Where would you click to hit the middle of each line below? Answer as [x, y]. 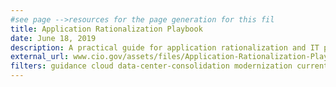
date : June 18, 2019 [53, 38]
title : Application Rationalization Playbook [106, 29]
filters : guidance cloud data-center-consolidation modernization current [169, 66]
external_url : [40, 57]
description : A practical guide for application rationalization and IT [165, 47]
